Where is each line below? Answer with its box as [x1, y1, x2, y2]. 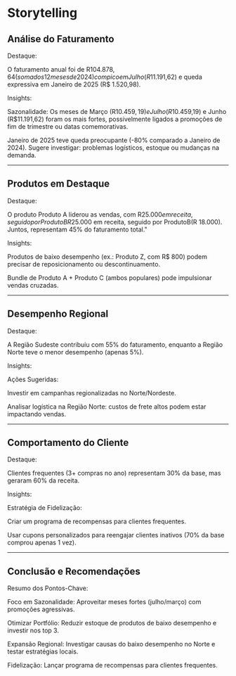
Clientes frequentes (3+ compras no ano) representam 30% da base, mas [7, 469, 221, 478]
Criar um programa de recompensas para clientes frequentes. [7, 517, 186, 525]
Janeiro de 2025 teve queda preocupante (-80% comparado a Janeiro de [7, 136, 221, 144]
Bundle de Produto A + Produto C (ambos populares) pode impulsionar [7, 273, 212, 282]
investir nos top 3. [7, 626, 60, 634]
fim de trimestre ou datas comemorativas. [7, 122, 129, 131]
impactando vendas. [7, 409, 67, 418]
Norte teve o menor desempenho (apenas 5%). [7, 347, 144, 356]
